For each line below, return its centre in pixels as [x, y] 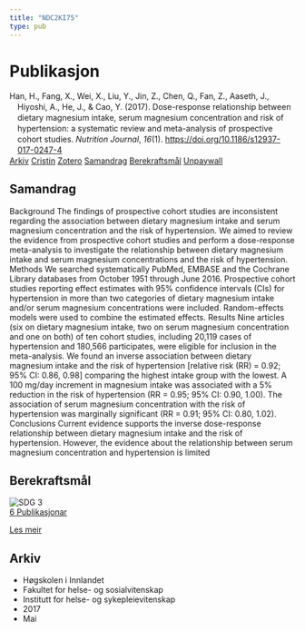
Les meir [26, 530]
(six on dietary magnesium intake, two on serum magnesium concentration [149, 327]
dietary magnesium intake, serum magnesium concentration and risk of [151, 118]
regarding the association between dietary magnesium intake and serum [145, 221]
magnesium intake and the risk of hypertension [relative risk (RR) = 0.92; [145, 365]
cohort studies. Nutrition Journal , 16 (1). [90, 139]
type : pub [28, 26]
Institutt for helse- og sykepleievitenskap [99, 599]
